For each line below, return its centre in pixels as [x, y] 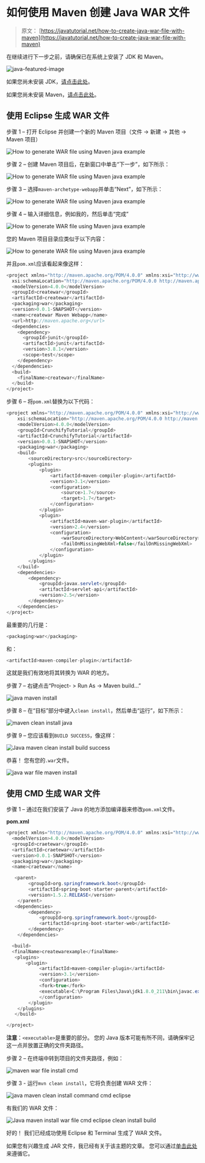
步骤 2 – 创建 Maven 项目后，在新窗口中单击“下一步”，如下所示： [88, 164]
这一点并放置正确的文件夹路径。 [46, 1045]
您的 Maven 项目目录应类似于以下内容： [56, 239]
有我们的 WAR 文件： [33, 1108]
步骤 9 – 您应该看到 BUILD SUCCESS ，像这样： [62, 736]
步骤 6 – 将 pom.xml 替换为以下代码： [51, 402]
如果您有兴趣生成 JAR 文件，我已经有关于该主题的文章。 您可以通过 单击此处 [102, 1146]
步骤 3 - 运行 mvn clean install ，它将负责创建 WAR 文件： [80, 1083]
